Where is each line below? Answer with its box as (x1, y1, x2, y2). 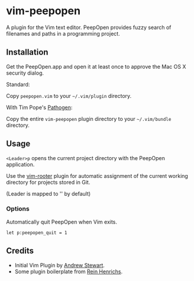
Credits (6, 246, 34, 256)
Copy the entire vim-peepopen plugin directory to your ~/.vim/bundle (6, 115, 172, 122)
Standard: (6, 81, 30, 88)
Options (6, 205, 30, 213)
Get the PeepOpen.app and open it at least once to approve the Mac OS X (6, 63, 186, 70)
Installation (6, 47, 48, 58)
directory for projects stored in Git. (6, 178, 90, 186)
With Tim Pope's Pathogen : (6, 104, 73, 111)
